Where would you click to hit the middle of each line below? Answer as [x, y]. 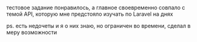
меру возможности [32, 32]
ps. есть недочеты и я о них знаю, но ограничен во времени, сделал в [98, 26]
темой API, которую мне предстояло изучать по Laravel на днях [90, 14]
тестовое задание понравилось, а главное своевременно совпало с [96, 8]
